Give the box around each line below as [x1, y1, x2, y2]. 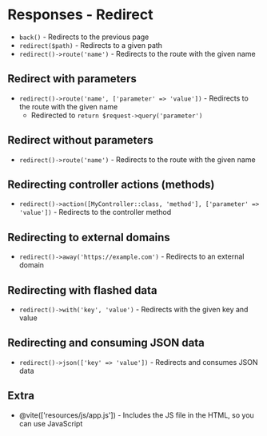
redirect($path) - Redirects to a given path [18, 40, 163, 50]
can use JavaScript [18, 418, 83, 428]
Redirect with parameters [7, 72, 137, 85]
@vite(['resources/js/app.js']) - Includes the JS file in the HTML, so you [18, 410, 255, 420]
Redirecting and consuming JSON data [7, 336, 205, 350]
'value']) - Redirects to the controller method [18, 208, 172, 217]
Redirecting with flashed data [7, 283, 157, 297]
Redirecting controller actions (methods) [7, 177, 215, 191]
